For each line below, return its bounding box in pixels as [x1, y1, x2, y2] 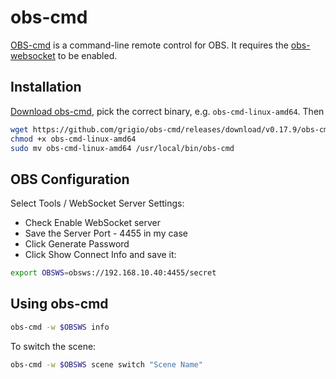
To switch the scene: [10, 340, 97, 352]
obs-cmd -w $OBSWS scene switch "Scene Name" [10, 359, 203, 370]
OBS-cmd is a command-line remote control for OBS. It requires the [10, 39, 289, 51]
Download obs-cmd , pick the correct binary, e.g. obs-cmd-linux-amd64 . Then [10, 105, 325, 117]
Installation [10, 79, 82, 96]
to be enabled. [57, 49, 118, 61]
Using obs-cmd [10, 296, 109, 313]
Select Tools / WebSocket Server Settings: [10, 197, 185, 210]
